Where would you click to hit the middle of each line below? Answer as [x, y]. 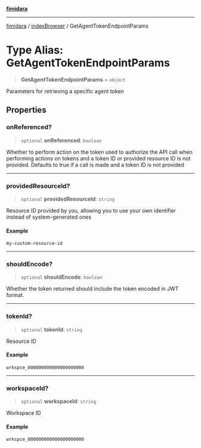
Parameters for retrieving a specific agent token [65, 91]
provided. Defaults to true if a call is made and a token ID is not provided [95, 165]
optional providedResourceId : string [68, 199]
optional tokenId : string [51, 329]
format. [15, 295]
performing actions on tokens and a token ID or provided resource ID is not [98, 158]
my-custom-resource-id [34, 244]
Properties [26, 110]
